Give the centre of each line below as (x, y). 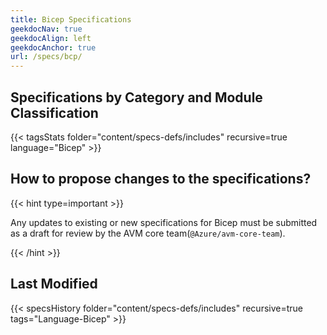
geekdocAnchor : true (53, 47)
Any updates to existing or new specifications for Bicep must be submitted (164, 222)
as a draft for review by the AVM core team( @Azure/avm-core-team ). (148, 233)
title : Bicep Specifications (71, 19)
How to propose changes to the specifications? (161, 179)
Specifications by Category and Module (136, 97)
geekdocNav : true (46, 29)
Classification (54, 112)
